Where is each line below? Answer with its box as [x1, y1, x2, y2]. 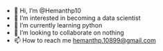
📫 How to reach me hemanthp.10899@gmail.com [13, 37, 156, 44]
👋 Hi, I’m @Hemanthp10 [13, 7, 81, 14]
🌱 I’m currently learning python [13, 21, 103, 29]
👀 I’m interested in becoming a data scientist [13, 14, 141, 22]
